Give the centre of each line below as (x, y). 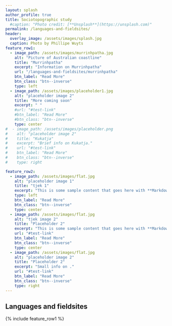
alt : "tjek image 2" (36, 219)
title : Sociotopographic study (39, 19)
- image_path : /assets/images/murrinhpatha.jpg (62, 53)
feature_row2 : (20, 171)
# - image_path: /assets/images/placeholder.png (59, 129)
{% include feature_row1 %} (35, 319)
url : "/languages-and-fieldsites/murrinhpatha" (66, 72)
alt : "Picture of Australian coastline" (58, 58)
